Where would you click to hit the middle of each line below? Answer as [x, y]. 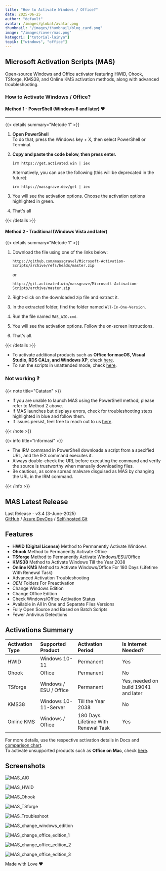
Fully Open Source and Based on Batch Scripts [60, 609]
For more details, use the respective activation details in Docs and [72, 740]
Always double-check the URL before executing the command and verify [86, 461]
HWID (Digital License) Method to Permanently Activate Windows [80, 546]
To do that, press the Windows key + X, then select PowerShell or [79, 139]
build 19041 [136, 687]
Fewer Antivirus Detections [40, 614]
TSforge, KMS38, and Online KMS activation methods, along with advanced [82, 79]
